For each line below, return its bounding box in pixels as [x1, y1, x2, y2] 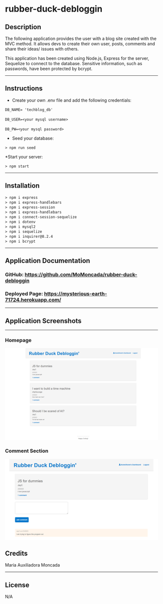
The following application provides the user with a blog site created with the [5, 36, 157, 41]
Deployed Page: [5, 290, 43, 297]
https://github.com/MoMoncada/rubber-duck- [24, 271, 137, 278]
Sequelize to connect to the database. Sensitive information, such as [5, 61, 142, 66]
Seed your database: [12, 135, 54, 141]
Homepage [5, 337, 32, 343]
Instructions [5, 84, 43, 93]
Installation [5, 181, 40, 190]
